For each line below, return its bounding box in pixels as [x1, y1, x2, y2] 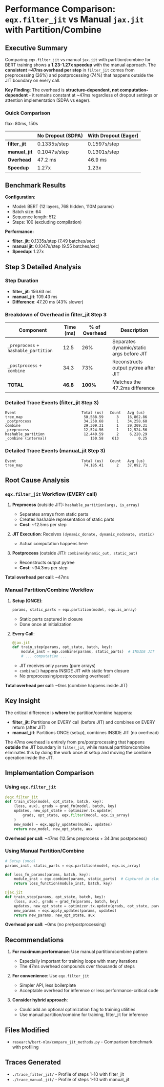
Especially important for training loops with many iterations [19, 958, 138, 964]
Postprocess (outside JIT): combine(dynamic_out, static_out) [12, 550, 138, 556]
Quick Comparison [5, 109, 50, 116]
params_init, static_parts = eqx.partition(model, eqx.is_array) [5, 863, 141, 868]
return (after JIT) [12, 724, 46, 730]
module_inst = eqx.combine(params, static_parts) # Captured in [14, 877, 150, 881]
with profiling [12, 1044, 39, 1050]
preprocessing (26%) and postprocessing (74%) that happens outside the [5, 72, 154, 78]
